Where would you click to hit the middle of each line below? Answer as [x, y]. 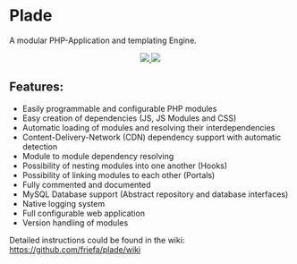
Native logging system [64, 203]
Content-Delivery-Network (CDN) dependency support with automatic [152, 137]
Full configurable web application [84, 213]
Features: [37, 87]
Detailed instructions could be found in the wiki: [97, 240]
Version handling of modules [75, 222]
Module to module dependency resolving [98, 156]
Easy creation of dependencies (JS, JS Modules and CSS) [129, 118]
